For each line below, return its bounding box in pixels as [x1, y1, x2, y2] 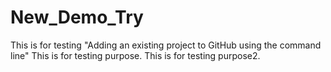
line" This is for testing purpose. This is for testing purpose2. [10, 49, 261, 61]
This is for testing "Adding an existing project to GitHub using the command [10, 39, 322, 51]
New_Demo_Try [10, 6, 144, 29]
